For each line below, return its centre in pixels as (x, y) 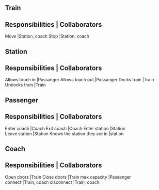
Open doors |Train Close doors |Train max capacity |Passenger (68, 177)
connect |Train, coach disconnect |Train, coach (52, 182)
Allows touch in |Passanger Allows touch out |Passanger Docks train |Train (79, 80)
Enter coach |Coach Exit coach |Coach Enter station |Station (65, 128)
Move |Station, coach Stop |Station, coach (47, 36)
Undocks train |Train (25, 85)
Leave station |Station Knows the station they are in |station (64, 134)
